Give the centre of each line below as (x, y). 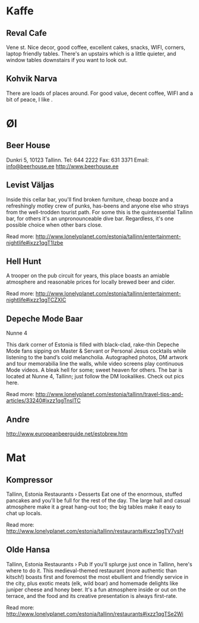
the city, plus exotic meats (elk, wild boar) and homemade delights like (92, 583)
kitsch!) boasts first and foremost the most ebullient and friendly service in (97, 576)
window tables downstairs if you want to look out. (67, 60)
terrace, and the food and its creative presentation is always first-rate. (92, 596)
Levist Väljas (30, 185)
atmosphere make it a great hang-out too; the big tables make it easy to (94, 507)
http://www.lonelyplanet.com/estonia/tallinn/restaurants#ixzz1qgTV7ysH (95, 531)
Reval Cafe (27, 33)
